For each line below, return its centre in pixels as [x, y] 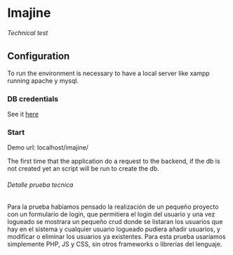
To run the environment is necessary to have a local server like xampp [109, 73]
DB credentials [33, 98]
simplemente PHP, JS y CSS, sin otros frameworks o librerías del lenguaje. [115, 244]
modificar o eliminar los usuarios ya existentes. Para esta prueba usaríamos [116, 236]
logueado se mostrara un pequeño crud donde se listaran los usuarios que [115, 221]
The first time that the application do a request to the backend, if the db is [114, 161]
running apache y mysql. [43, 80]
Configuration [39, 57]
